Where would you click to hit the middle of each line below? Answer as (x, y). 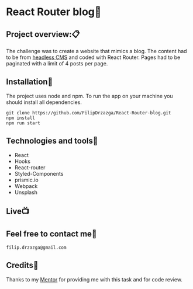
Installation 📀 (30, 82)
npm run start (23, 123)
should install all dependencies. (44, 102)
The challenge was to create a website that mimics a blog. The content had (96, 51)
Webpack (26, 186)
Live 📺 (18, 212)
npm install (20, 118)
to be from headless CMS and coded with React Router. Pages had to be (93, 57)
